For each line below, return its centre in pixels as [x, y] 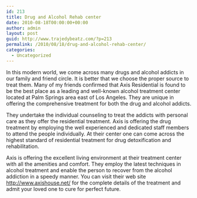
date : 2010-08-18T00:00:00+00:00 [47, 22]
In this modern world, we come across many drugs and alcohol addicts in [95, 72]
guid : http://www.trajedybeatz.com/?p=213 [59, 39]
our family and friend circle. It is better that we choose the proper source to [98, 78]
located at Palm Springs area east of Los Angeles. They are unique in [90, 97]
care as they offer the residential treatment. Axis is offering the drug [88, 121]
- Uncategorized [31, 55]
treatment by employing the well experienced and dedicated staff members [98, 127]
